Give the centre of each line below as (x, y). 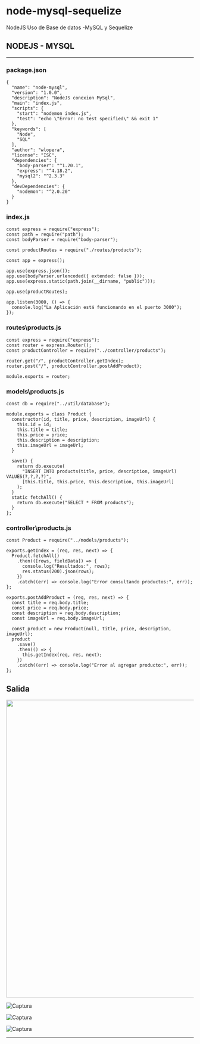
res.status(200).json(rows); (58, 572)
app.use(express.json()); (38, 271)
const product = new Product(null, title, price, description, (91, 629)
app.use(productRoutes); (37, 292)
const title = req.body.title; (50, 603)
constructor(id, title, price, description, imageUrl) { (84, 419)
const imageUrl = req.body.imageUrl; (58, 618)
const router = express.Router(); (49, 345)
